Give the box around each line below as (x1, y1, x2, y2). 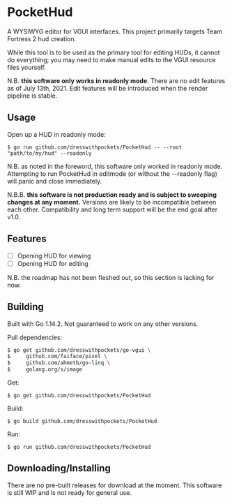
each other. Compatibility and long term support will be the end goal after (7, 205, 218, 214)
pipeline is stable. (7, 91, 58, 100)
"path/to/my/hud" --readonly (7, 149, 92, 157)
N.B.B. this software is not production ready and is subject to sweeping (7, 190, 217, 199)
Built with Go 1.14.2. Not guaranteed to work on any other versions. (7, 319, 199, 328)
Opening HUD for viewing (17, 251, 91, 260)
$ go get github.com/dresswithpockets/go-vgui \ (7, 346, 151, 353)
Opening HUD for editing (17, 259, 88, 267)
